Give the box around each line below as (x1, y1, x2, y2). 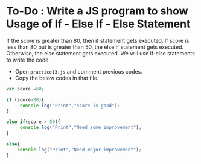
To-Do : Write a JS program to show (6, 4, 188, 18)
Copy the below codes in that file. (14, 74, 99, 81)
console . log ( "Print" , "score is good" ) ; (19, 102, 120, 109)
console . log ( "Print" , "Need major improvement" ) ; (17, 147, 142, 153)
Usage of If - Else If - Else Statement (6, 17, 191, 31)
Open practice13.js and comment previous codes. (14, 68, 143, 75)
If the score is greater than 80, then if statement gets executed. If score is (6, 37, 190, 44)
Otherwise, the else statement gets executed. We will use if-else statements (6, 49, 195, 57)
